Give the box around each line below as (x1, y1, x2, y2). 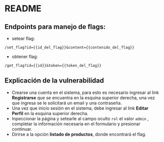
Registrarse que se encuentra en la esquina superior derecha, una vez (11, 94, 155, 101)
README (4, 3, 42, 14)
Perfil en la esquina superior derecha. (11, 110, 89, 116)
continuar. (11, 126, 32, 132)
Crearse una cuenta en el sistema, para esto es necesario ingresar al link (11, 89, 159, 95)
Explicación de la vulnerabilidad (4, 77, 104, 85)
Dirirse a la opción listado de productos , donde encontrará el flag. (11, 131, 147, 137)
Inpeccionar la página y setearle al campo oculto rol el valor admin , (11, 115, 149, 121)
